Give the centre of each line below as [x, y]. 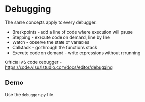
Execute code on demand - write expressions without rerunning [76, 53]
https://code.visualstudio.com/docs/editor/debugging [59, 67]
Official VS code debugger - [33, 62]
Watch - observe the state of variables [51, 42]
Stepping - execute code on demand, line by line [61, 37]
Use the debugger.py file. [30, 94]
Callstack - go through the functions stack [55, 47]
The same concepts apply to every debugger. [51, 22]
